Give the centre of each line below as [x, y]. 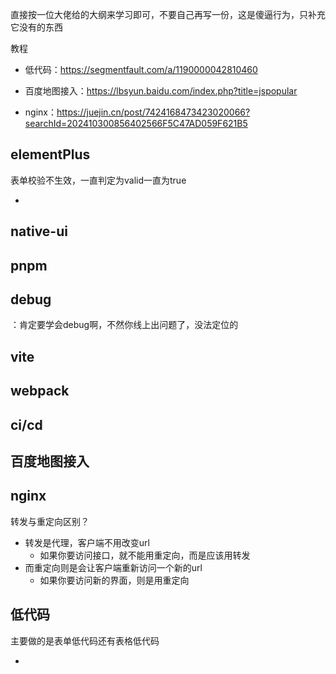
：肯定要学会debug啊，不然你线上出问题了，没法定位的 [124, 325]
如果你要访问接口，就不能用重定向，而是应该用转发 [145, 555]
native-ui [39, 231]
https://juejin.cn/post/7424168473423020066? [153, 112]
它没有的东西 [36, 27]
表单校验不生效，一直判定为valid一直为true [98, 180]
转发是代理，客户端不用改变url [87, 542]
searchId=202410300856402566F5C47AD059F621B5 [136, 123]
